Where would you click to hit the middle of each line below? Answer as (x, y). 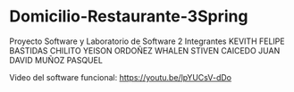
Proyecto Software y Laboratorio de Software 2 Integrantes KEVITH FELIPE (147, 41)
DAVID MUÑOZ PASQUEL (56, 60)
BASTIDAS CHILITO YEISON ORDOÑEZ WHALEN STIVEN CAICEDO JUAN (145, 50)
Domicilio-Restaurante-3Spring (129, 17)
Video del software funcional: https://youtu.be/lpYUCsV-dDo (121, 77)
